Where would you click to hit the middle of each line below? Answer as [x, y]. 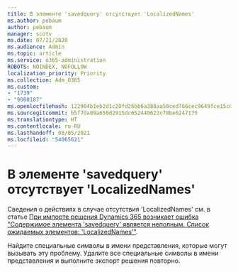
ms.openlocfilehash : [38, 107]
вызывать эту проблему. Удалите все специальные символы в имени [113, 254]
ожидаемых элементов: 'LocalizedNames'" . [73, 232]
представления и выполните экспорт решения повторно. [94, 261]
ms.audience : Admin [36, 47]
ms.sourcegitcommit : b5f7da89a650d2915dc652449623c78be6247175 [103, 113]
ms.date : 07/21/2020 [38, 40]
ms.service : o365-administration [57, 60]
